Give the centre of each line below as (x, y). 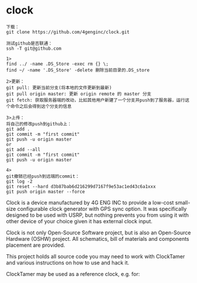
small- (183, 202)
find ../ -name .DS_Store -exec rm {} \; (57, 64)
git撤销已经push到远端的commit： (43, 176)
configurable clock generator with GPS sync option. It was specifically (102, 209)
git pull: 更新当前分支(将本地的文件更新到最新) (59, 88)
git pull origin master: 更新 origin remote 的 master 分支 (79, 94)
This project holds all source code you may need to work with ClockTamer (96, 256)
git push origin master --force (45, 192)
